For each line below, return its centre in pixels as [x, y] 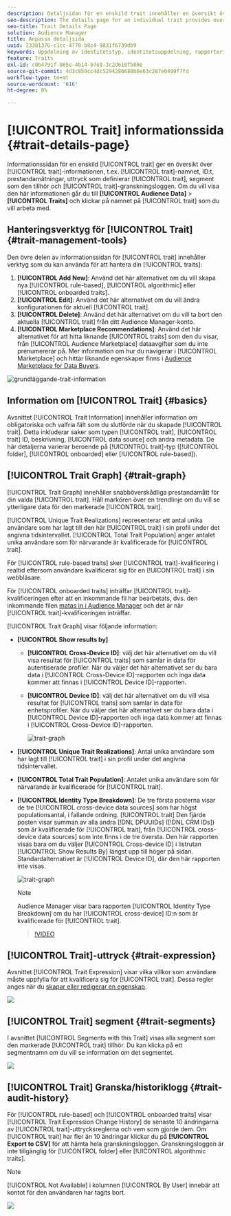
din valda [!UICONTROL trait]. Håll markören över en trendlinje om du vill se [114, 499]
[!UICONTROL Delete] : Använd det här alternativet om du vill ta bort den [119, 314]
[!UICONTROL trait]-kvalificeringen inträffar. [69, 612]
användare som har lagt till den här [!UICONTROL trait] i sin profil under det [113, 527]
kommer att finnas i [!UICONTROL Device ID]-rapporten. [107, 682]
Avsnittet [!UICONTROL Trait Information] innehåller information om [102, 417]
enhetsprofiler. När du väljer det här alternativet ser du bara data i [120, 710]
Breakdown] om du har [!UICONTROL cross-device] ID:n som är [107, 913]
